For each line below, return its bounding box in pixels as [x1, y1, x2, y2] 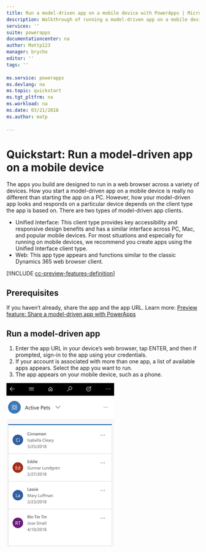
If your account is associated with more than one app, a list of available [15, 358, 195, 365]
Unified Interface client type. [15, 245, 88, 252]
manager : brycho [6, 49, 48, 55]
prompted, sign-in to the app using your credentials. [15, 351, 147, 359]
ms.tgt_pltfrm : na [6, 94, 53, 101]
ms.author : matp [6, 114, 48, 120]
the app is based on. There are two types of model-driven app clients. [6, 207, 183, 215]
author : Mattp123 [6, 42, 51, 49]
